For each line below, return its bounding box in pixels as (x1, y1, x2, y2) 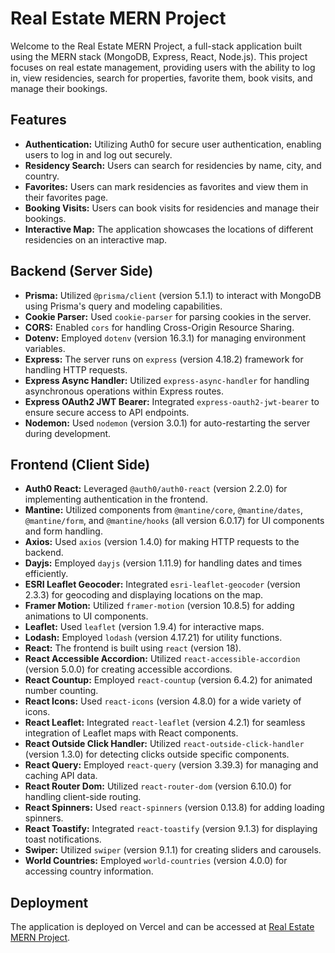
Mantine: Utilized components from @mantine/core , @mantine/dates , (24, 504, 303, 516)
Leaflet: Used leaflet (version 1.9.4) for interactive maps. (24, 621, 265, 633)
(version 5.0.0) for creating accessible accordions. (24, 663, 233, 676)
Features (10, 112, 67, 129)
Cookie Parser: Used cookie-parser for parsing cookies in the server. (24, 310, 312, 322)
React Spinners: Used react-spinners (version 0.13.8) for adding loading (24, 802, 325, 814)
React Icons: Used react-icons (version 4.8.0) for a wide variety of (24, 695, 302, 707)
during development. (24, 427, 112, 439)
